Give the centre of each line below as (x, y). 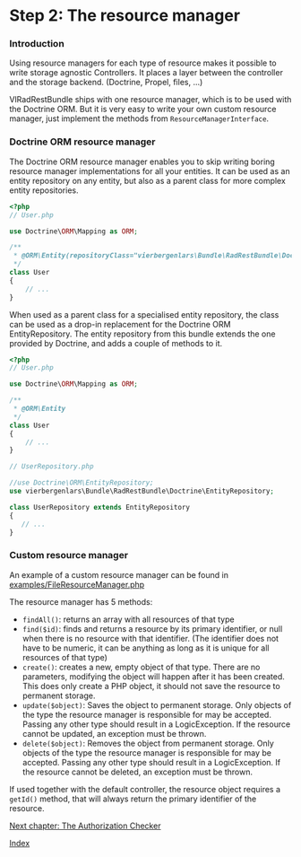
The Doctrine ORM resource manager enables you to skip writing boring (142, 162)
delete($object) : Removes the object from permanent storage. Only (148, 743)
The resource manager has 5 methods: (81, 601)
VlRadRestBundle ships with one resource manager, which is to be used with (150, 100)
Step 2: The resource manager (125, 16)
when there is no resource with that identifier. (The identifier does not (150, 638)
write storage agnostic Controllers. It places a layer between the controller (146, 73)
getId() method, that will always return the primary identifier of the (133, 799)
